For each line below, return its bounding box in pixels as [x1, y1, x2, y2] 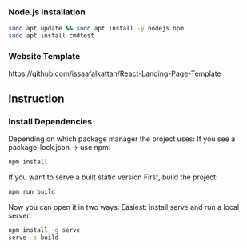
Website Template [8, 50, 81, 61]
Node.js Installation [8, 6, 86, 18]
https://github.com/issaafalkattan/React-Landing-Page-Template [8, 69, 221, 78]
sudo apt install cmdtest [8, 32, 94, 40]
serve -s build [8, 234, 59, 242]
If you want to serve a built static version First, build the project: [8, 172, 218, 182]
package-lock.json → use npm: [8, 143, 111, 152]
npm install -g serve [8, 226, 81, 234]
